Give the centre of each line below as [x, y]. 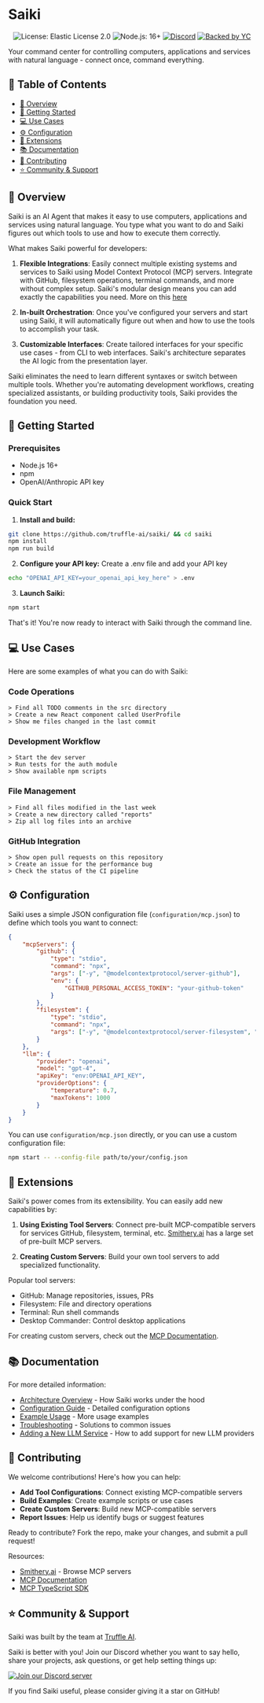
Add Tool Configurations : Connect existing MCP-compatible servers [131, 1492]
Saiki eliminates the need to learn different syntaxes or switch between [123, 376]
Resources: [26, 1556]
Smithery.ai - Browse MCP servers [75, 1571]
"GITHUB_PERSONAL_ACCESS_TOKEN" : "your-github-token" [154, 988]
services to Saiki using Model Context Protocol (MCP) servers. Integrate [136, 272]
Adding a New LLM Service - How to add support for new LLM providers [137, 1433]
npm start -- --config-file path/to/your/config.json [98, 1158]
